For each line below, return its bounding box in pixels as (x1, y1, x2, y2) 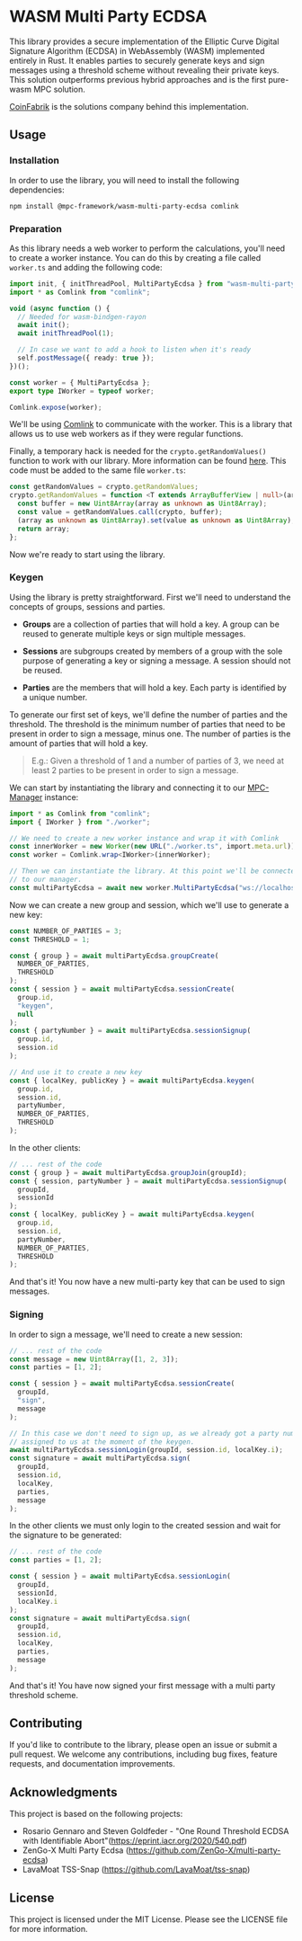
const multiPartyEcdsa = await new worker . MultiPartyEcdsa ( (9, 883, 240, 892)
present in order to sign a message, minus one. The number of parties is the (9, 728, 291, 739)
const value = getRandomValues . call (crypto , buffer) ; (17, 508, 223, 517)
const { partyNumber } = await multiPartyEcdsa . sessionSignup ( (9, 1027, 252, 1036)
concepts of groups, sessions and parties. (9, 601, 165, 612)
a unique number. (22, 691, 88, 702)
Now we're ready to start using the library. (9, 548, 165, 559)
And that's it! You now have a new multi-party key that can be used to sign (9, 1277, 286, 1287)
